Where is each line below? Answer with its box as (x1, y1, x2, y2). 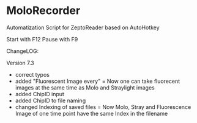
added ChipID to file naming (15, 97, 86, 104)
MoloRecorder (6, 4, 81, 18)
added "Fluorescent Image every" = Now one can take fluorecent (15, 77, 180, 85)
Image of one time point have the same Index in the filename (15, 110, 168, 117)
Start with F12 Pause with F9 (6, 35, 78, 43)
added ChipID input (15, 90, 64, 97)
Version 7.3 (6, 59, 35, 66)
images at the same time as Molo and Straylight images (15, 83, 155, 91)
